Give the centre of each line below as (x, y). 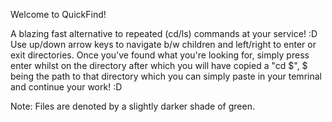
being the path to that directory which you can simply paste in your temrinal (166, 76)
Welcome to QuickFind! (58, 14)
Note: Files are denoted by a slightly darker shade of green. (132, 106)
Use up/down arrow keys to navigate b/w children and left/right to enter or (163, 44)
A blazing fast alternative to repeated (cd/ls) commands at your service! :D (164, 33)
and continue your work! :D (66, 87)
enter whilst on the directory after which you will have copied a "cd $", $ (159, 65)
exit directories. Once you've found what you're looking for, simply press (160, 55)
